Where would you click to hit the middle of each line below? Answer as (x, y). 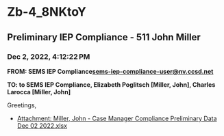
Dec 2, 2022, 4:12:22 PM (49, 57)
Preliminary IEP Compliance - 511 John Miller (104, 37)
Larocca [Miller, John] (39, 92)
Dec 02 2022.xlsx (42, 125)
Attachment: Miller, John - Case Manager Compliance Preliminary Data (117, 118)
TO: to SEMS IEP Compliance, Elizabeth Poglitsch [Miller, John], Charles (111, 84)
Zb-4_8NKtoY (47, 12)
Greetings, (22, 105)
